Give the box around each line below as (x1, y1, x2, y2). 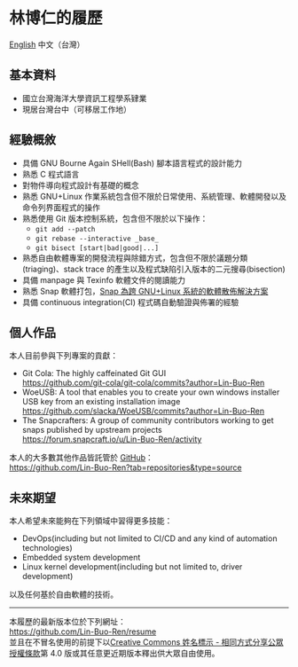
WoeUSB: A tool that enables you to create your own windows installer (21, 387, 280, 397)
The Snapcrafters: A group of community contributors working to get (21, 415, 274, 426)
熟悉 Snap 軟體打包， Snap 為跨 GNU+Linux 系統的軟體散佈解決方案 (21, 286, 269, 296)
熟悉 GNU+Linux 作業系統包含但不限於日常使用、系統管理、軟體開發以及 (21, 191, 286, 201)
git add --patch (35, 224, 96, 233)
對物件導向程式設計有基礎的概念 (21, 179, 139, 191)
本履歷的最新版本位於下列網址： (9, 616, 126, 627)
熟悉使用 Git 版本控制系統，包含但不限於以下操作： (21, 213, 208, 224)
